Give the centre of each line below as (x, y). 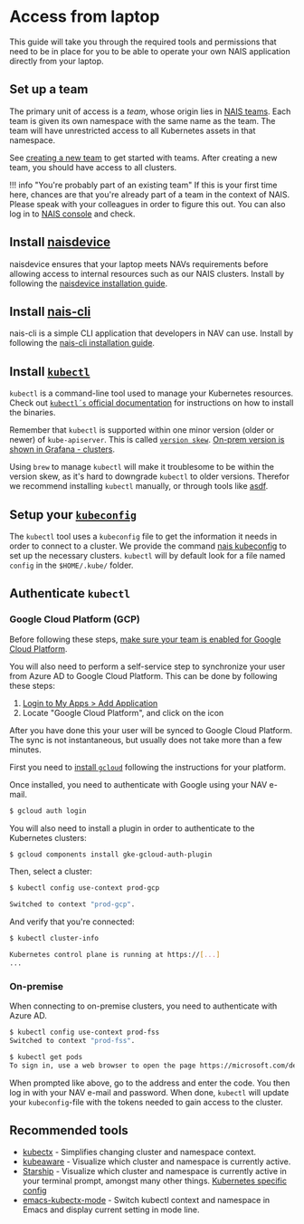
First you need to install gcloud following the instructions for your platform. (148, 767)
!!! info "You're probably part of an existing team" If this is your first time (143, 185)
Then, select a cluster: (51, 872)
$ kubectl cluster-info (54, 939)
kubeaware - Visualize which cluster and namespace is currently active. (157, 1162)
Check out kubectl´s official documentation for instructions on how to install (152, 403)
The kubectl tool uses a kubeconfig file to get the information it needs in (143, 536)
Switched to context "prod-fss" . (72, 1040)
